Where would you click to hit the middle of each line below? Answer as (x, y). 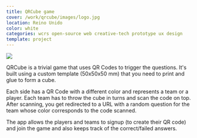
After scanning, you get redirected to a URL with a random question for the (98, 104)
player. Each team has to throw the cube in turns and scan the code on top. (98, 98)
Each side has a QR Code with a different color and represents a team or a (97, 92)
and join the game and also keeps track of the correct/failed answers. (92, 128)
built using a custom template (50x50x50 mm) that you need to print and (96, 74)
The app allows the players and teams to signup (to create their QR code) (96, 122)
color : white (22, 28)
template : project (29, 39)
